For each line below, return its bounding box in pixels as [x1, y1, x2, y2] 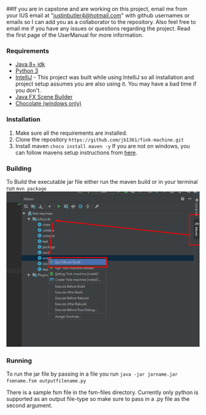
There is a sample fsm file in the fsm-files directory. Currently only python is [6, 389, 199, 396]
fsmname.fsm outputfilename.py [6, 377, 86, 384]
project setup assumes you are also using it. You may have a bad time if [15, 80, 197, 88]
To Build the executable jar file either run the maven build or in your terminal [6, 178, 198, 185]
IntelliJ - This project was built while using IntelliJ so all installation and [15, 74, 194, 81]
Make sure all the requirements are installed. [15, 129, 128, 136]
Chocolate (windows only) [15, 100, 82, 107]
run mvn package [6, 184, 47, 192]
